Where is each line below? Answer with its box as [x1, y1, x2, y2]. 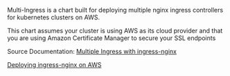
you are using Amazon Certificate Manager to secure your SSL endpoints [7, 34, 216, 42]
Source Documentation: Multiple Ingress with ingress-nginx [7, 48, 177, 55]
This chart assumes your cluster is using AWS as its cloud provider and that [7, 27, 223, 35]
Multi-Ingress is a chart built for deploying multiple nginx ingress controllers [7, 6, 224, 14]
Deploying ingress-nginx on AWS [7, 61, 102, 68]
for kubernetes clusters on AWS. [7, 13, 100, 21]
